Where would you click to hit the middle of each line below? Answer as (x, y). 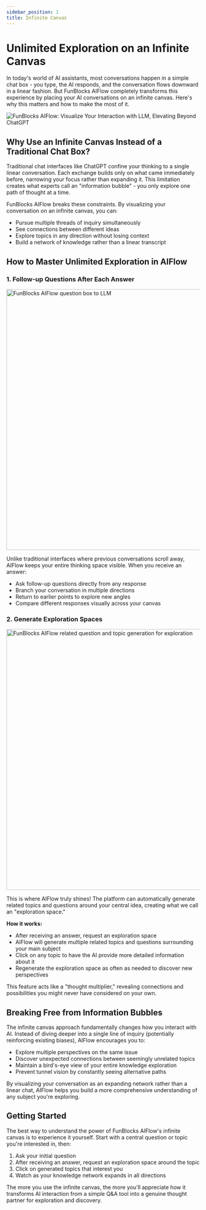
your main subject (38, 948)
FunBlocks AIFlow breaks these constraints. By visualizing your (86, 204)
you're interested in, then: (39, 1144)
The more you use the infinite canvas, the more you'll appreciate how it (96, 1187)
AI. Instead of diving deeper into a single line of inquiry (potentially (90, 1034)
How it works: (25, 924)
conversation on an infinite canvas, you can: (62, 211)
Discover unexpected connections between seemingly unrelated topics (105, 1059)
